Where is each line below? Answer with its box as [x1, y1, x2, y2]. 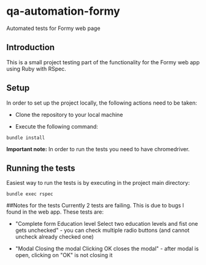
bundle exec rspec [6, 191, 53, 197]
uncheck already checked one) [15, 233, 94, 241]
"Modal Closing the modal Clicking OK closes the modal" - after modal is [15, 245, 199, 252]
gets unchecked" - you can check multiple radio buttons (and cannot [15, 226, 190, 234]
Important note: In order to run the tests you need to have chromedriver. [6, 145, 190, 152]
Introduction [6, 42, 55, 53]
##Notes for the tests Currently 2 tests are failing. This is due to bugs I [6, 202, 185, 209]
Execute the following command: [15, 122, 98, 130]
